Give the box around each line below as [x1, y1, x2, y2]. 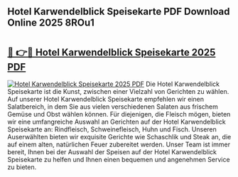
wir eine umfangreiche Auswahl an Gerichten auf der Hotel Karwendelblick [7, 117, 226, 126]
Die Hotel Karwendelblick [145, 80, 220, 88]
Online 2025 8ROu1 [7, 17, 94, 29]
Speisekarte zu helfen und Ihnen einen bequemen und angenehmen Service [7, 156, 230, 163]
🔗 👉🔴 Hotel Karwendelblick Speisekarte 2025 [7, 46, 216, 58]
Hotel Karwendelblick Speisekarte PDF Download [7, 6, 230, 18]
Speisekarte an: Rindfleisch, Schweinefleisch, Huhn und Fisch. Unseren [7, 125, 217, 134]
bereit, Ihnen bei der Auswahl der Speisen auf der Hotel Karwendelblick [7, 148, 217, 156]
